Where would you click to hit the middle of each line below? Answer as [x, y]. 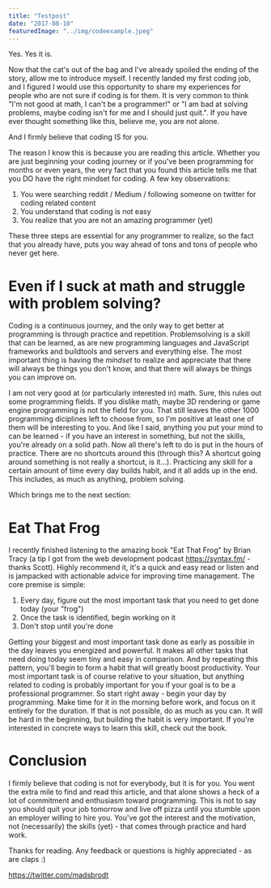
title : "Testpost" [39, 16]
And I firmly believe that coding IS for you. [78, 137]
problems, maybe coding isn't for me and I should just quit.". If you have [128, 113]
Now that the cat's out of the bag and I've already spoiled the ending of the [133, 70]
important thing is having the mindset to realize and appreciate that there [130, 360]
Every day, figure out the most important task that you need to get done [139, 600]
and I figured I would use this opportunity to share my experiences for [125, 87]
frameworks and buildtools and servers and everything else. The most [125, 352]
